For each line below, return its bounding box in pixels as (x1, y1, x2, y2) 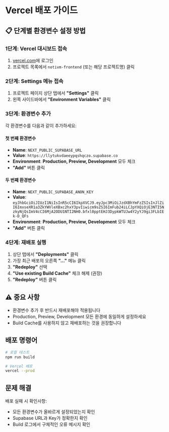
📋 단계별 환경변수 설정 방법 (5, 26, 86, 35)
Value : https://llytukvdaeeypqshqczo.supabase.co (12, 152, 118, 158)
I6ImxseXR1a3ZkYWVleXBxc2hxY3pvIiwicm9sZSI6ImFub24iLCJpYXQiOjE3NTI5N (12, 204, 164, 210)
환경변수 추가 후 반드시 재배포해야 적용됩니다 (12, 307, 101, 313)
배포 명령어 (5, 336, 38, 344)
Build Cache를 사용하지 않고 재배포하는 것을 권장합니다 (12, 320, 122, 326)
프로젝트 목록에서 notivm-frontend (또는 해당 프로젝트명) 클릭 (12, 64, 135, 70)
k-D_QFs (12, 213, 29, 219)
